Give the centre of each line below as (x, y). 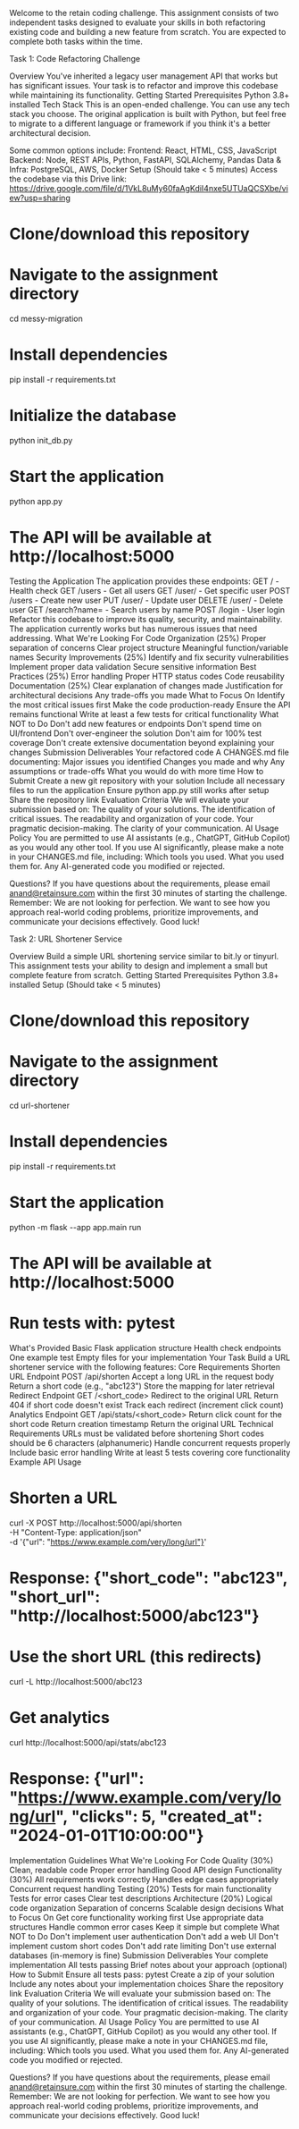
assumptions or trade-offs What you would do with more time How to (137, 771)
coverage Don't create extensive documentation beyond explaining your (142, 742)
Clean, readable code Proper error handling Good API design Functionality (146, 1870)
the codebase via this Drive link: (68, 179)
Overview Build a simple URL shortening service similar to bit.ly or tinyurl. (144, 956)
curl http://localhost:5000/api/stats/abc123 (88, 1742)
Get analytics (59, 1718)
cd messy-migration (46, 319)
